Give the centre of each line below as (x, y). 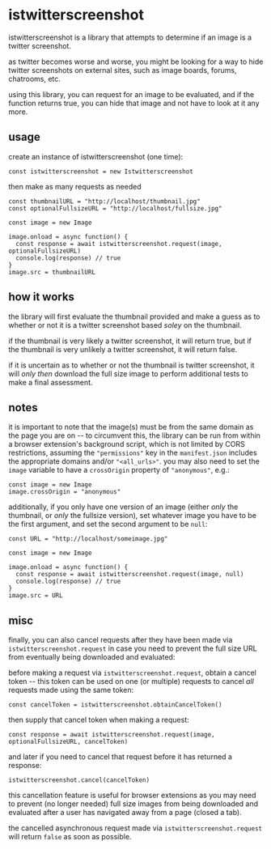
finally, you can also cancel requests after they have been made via (121, 640)
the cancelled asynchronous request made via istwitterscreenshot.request (135, 828)
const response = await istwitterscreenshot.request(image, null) (130, 575)
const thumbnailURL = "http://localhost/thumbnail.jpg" (104, 201)
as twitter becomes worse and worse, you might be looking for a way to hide (136, 62)
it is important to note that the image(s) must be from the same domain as (131, 427)
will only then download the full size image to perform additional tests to (128, 373)
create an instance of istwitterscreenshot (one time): (96, 156)
